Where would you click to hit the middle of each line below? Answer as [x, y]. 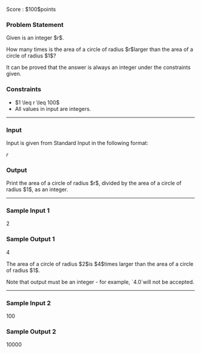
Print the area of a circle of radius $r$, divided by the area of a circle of [94, 183]
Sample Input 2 [28, 303]
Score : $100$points [31, 9]
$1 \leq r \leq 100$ [37, 102]
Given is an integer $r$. [35, 38]
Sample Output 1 [31, 239]
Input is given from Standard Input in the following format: [77, 143]
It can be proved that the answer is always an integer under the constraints [98, 67]
